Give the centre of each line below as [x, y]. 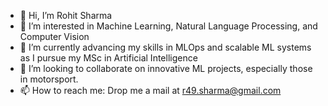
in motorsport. [49, 79]
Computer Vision [54, 36]
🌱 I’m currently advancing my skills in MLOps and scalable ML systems [165, 47]
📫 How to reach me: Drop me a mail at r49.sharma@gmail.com [150, 90]
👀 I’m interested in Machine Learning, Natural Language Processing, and [168, 26]
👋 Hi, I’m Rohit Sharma [66, 15]
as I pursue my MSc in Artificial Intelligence [108, 58]
